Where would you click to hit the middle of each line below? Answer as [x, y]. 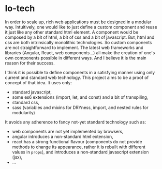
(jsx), [17, 157]
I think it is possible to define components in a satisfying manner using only [80, 72]
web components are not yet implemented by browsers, [68, 131]
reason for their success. [30, 63]
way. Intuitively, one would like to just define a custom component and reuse [81, 27]
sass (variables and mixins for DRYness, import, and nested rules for [80, 108]
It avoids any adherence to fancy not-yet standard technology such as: [75, 122]
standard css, [26, 102]
